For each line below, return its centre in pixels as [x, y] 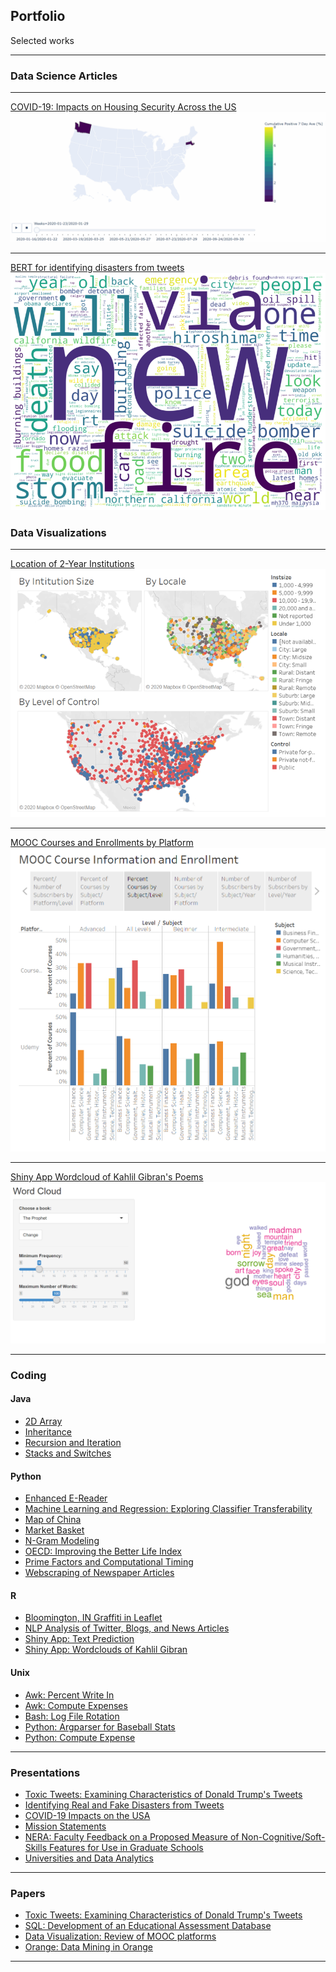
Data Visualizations [58, 532]
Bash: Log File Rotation [72, 1716]
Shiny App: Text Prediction [79, 1639]
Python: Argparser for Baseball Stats [100, 1726]
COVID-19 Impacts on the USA [87, 1815]
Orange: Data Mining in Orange [88, 1947]
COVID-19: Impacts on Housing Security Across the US [123, 107]
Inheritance [48, 1431]
